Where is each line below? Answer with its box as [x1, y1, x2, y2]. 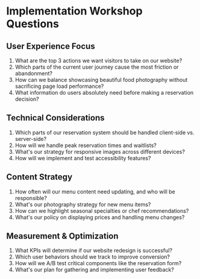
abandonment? [14, 70, 53, 77]
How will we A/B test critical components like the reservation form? [14, 260, 182, 267]
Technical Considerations [6, 113, 105, 123]
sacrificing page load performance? [14, 83, 104, 90]
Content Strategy [6, 172, 73, 182]
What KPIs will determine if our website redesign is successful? [14, 247, 173, 254]
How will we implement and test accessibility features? [14, 154, 151, 161]
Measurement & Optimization [6, 231, 119, 242]
